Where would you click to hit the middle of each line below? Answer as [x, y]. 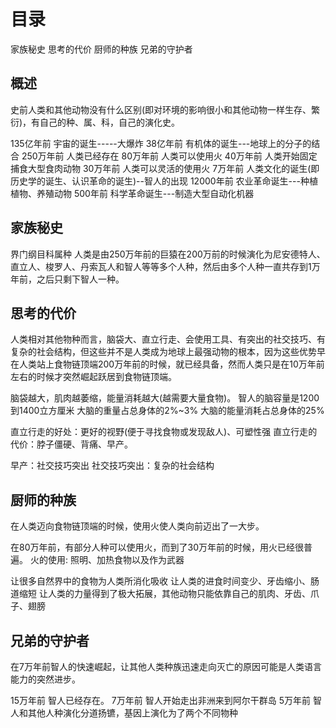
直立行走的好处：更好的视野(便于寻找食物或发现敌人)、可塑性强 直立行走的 [164, 432]
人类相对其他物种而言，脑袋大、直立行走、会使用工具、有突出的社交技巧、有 [168, 339]
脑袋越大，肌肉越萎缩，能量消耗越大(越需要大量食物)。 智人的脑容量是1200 [165, 398]
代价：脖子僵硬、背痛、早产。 [71, 444]
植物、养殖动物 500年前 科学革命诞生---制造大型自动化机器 [132, 193]
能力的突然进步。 [45, 679]
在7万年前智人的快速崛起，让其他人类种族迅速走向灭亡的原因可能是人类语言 [166, 666]
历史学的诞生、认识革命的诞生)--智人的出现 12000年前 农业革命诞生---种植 [164, 181]
